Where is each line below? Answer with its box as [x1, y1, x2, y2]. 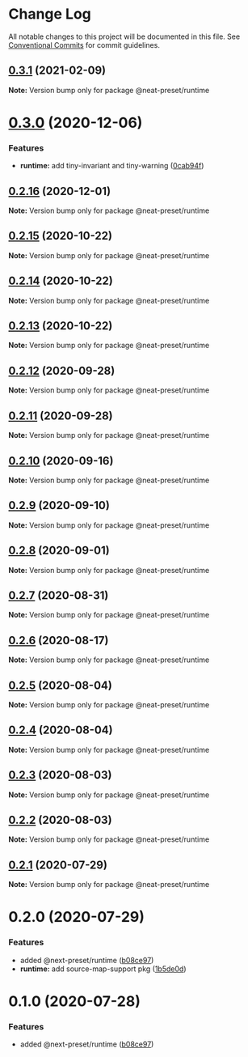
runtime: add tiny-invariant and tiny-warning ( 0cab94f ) [19, 161, 204, 171]
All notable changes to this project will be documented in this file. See [8, 32, 241, 41]
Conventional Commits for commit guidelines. [8, 40, 160, 49]
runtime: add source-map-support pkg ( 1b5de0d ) [19, 964, 187, 974]
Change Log [8, 5, 91, 23]
